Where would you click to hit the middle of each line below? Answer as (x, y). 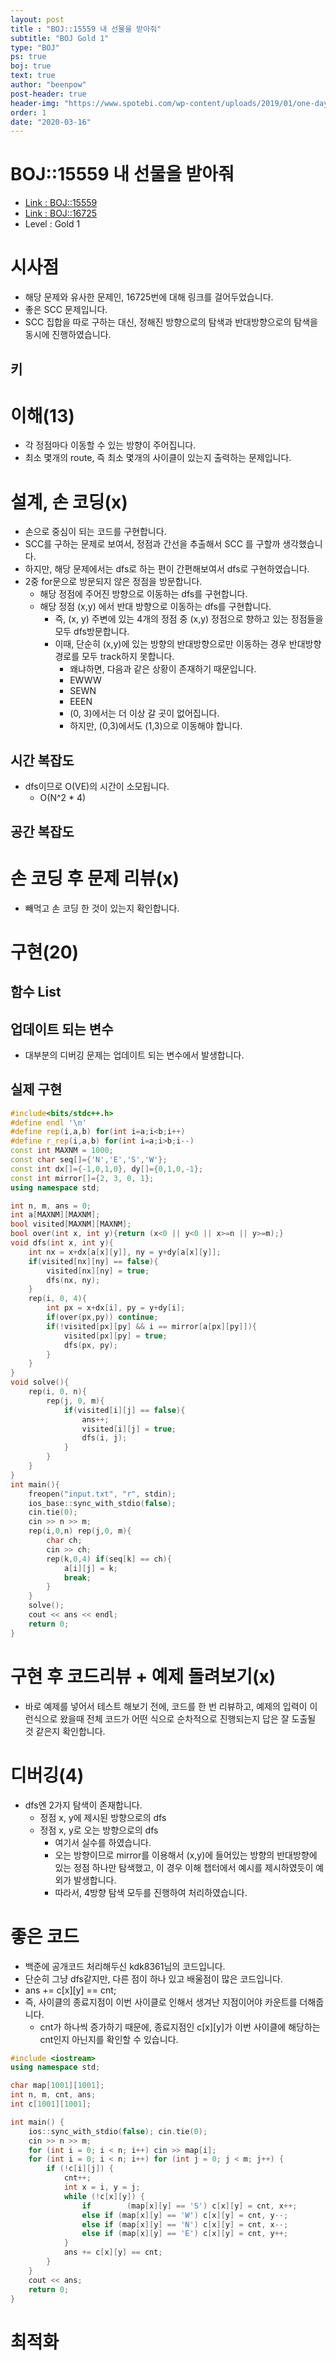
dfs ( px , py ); (90, 1345)
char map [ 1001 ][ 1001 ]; (57, 2086)
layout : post (37, 19)
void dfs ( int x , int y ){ (62, 1243)
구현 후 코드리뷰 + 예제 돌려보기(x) (143, 1676)
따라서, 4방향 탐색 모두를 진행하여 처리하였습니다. (151, 1892)
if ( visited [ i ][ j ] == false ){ (124, 1410)
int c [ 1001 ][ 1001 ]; (51, 2104)
